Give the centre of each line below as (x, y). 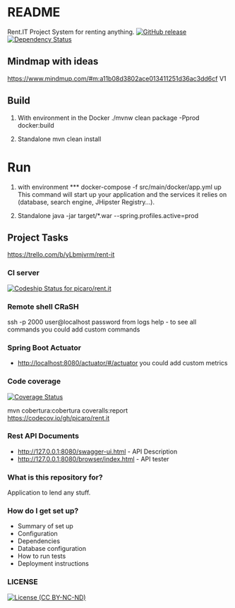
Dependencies (39, 541)
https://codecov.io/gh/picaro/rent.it (59, 418)
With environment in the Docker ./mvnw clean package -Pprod (108, 118)
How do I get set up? (43, 511)
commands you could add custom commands (74, 329)
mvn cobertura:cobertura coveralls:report (68, 411)
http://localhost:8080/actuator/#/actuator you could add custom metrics (122, 363)
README (34, 12)
